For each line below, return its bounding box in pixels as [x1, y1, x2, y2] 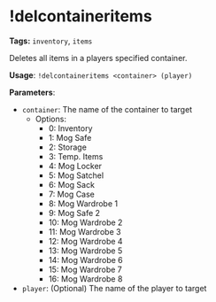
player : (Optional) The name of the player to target [21, 283, 207, 293]
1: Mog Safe [48, 132, 92, 143]
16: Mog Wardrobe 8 [48, 273, 123, 284]
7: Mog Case [48, 189, 96, 199]
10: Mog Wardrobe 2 [48, 217, 123, 228]
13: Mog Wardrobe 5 [48, 245, 123, 256]
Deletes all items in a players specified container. [9, 52, 188, 63]
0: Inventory [48, 122, 93, 134]
